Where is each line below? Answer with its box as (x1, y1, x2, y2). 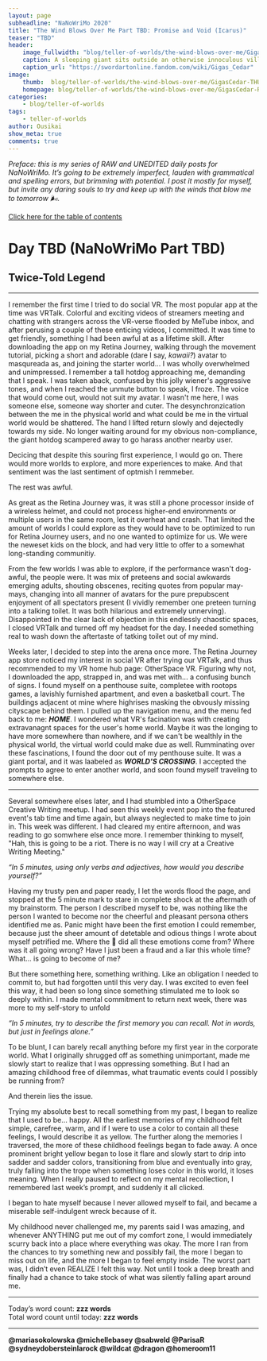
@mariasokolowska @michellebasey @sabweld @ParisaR (8, 1335, 205, 1344)
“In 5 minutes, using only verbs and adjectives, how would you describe (8, 862, 245, 872)
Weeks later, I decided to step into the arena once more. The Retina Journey (8, 647, 257, 656)
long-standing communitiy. (8, 548, 97, 558)
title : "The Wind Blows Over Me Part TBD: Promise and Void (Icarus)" (8, 26, 247, 34)
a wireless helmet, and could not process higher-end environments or (8, 506, 237, 516)
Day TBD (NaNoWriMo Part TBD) (8, 239, 226, 257)
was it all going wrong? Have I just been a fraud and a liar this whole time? (8, 945, 251, 954)
